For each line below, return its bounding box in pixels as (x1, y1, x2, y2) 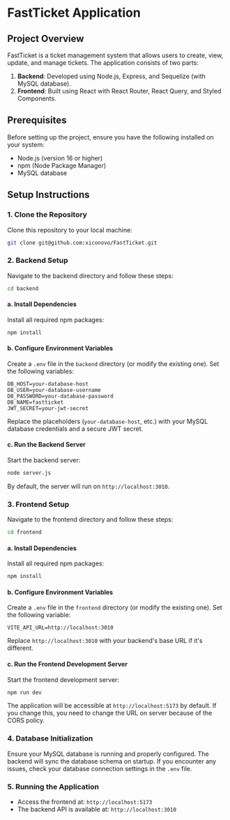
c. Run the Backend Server (7, 441, 86, 449)
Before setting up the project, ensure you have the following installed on (7, 132, 214, 141)
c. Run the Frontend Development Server (7, 660, 128, 668)
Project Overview (7, 33, 84, 45)
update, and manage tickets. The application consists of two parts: (7, 59, 199, 67)
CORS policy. (7, 716, 45, 724)
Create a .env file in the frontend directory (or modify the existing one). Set (7, 603, 223, 612)
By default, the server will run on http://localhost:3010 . (7, 482, 170, 490)
